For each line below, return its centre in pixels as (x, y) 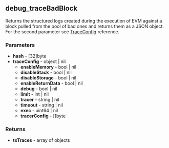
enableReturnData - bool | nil (51, 83)
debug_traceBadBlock (41, 8)
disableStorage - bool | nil (48, 78)
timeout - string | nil (41, 105)
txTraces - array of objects (41, 140)
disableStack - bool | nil (46, 72)
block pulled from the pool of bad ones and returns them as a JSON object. (84, 26)
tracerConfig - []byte (43, 116)
